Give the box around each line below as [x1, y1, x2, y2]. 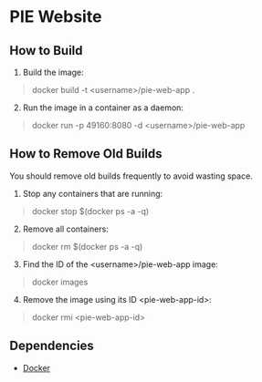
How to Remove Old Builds [9, 146, 162, 161]
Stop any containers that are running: [22, 188, 163, 199]
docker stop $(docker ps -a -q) [31, 205, 150, 216]
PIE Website [9, 6, 102, 27]
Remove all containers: [22, 223, 110, 234]
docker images [31, 276, 89, 287]
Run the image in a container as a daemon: [22, 102, 184, 113]
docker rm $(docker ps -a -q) [31, 241, 143, 252]
